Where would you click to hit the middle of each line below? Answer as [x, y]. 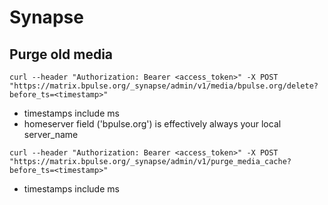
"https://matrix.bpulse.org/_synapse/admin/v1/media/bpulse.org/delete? [164, 86]
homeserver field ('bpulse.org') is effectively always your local [152, 124]
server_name [51, 134]
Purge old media [61, 54]
